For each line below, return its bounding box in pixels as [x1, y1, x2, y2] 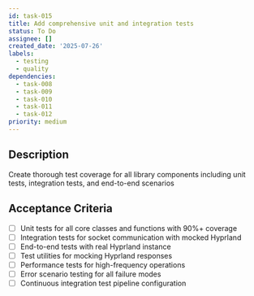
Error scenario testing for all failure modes [19, 269, 161, 279]
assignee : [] [8, 34, 53, 43]
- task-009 [15, 87, 53, 96]
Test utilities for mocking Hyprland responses [19, 250, 173, 260]
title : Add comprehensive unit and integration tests [8, 20, 195, 28]
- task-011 [15, 102, 53, 111]
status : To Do [8, 27, 57, 35]
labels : [8, 50, 35, 58]
